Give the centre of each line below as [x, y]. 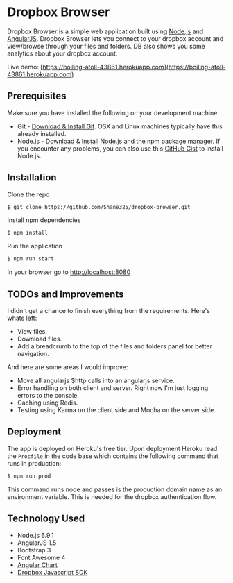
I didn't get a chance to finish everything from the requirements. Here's [109, 311]
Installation [32, 178]
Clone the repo [28, 194]
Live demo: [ [25, 67]
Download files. [40, 339]
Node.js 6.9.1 [35, 535]
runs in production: [34, 463]
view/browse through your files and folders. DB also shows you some [106, 46]
